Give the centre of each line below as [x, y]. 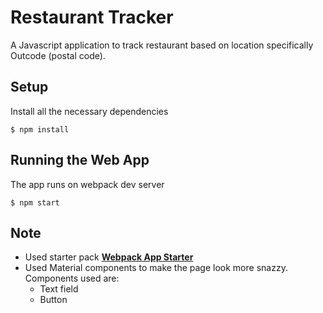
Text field [59, 289]
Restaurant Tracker [92, 17]
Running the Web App [80, 160]
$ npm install [40, 129]
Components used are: [72, 278]
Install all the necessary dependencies [89, 111]
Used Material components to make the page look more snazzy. [156, 268]
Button [53, 300]
